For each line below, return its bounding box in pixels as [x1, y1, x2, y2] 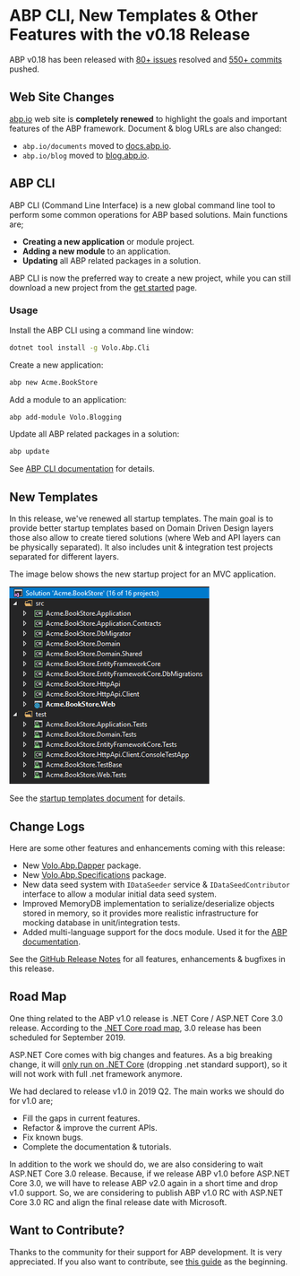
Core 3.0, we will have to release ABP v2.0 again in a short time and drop [9, 1177, 279, 1188]
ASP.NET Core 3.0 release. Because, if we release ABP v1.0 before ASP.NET [9, 1167, 290, 1179]
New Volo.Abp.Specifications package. [21, 869, 167, 880]
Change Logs [9, 819, 85, 834]
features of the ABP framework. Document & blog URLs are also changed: [9, 123, 282, 134]
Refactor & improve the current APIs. [21, 1122, 159, 1133]
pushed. [9, 64, 40, 74]
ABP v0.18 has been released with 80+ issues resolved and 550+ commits [9, 54, 282, 65]
